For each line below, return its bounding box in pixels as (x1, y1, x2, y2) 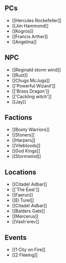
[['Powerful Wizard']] (11, 82, 55, 89)
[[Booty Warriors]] (11, 127, 50, 133)
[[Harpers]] (11, 137, 35, 143)
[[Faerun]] (11, 192, 33, 198)
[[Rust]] (11, 72, 28, 78)
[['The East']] (11, 187, 39, 193)
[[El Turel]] (11, 197, 34, 203)
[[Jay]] (11, 99, 26, 105)
